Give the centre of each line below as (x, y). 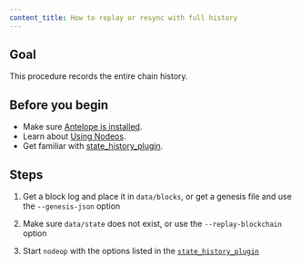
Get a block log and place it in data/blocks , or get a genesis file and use (157, 197)
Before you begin (59, 105)
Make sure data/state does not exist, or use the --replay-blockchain (152, 224)
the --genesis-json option (71, 206)
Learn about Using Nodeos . (74, 136)
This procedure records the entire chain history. (99, 76)
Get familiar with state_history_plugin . (93, 146)
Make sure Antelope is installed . (82, 127)
